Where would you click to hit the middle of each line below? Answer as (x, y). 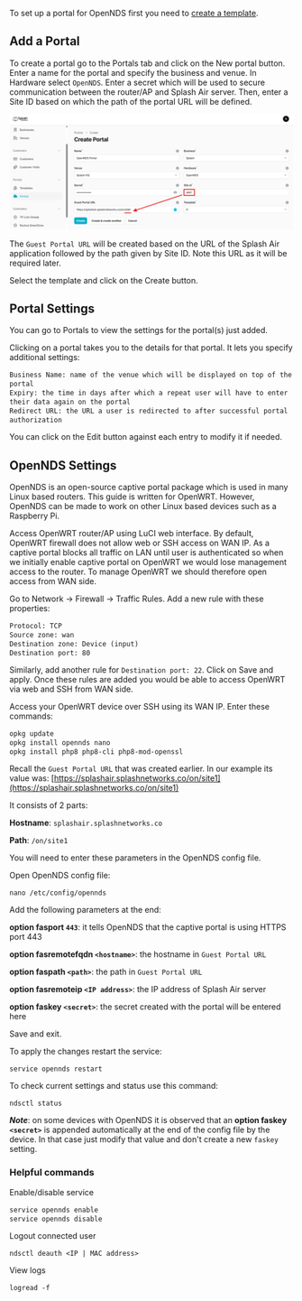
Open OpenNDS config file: (60, 876)
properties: (30, 609)
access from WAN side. (53, 581)
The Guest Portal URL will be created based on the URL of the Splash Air (145, 244)
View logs (28, 1270)
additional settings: (45, 358)
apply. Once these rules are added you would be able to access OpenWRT (147, 680)
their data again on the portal (70, 402)
